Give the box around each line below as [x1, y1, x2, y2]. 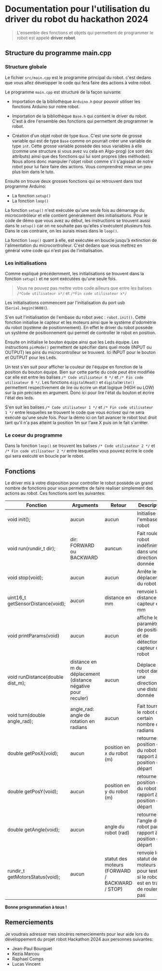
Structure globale [5, 64, 47, 70]
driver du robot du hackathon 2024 [5, 14, 148, 25]
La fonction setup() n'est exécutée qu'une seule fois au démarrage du [5, 207, 145, 213]
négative [70, 683, 90, 689]
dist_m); [7, 680, 26, 686]
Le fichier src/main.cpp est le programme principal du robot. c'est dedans [5, 74, 151, 80]
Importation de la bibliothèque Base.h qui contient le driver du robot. [12, 113, 148, 119]
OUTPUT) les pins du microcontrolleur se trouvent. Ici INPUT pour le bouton [5, 349, 156, 355]
